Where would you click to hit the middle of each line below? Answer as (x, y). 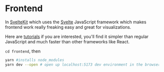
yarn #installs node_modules (35, 60)
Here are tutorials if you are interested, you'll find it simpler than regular (77, 36)
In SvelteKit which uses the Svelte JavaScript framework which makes (76, 22)
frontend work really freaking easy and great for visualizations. (68, 27)
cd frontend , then (23, 51)
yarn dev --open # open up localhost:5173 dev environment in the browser (83, 64)
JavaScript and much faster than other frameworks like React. (67, 41)
